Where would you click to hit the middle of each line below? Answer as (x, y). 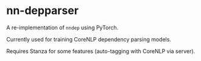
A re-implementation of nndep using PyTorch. (62, 27)
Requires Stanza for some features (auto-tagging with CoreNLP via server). (101, 51)
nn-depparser (43, 11)
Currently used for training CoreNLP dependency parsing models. (89, 39)
